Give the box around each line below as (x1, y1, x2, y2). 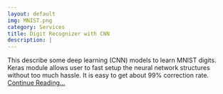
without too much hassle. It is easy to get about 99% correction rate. (7, 71, 209, 80)
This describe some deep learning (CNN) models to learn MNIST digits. (7, 56, 217, 64)
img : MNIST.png (7, 17, 53, 24)
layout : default (7, 10, 56, 18)
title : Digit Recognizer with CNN (7, 30, 110, 37)
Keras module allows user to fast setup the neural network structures (7, 64, 210, 72)
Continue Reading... (7, 78, 66, 87)
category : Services (7, 23, 66, 30)
